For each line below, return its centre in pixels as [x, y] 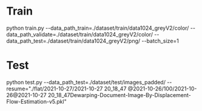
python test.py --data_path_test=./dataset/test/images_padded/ [86, 82]
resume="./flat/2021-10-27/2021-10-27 [55, 89]
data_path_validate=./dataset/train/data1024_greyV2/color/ [80, 34]
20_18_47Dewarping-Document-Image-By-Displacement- [119, 95]
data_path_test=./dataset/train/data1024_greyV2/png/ [73, 41]
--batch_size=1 [160, 41]
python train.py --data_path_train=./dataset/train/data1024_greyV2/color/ [98, 28]
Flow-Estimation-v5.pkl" [36, 101]
